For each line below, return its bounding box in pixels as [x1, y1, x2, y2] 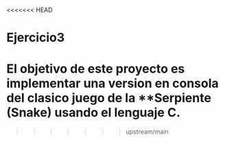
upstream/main [126, 128, 169, 136]
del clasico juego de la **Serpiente [6, 91, 212, 106]
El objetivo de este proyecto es [6, 61, 185, 77]
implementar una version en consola [6, 75, 219, 91]
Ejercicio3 [6, 30, 65, 45]
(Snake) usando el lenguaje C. [6, 105, 181, 121]
